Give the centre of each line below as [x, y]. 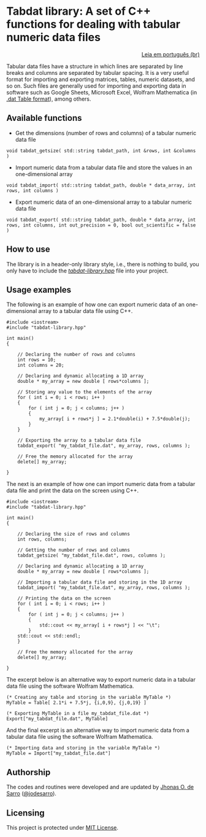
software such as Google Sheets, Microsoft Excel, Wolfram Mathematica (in [102, 92]
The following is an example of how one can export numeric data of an [96, 304]
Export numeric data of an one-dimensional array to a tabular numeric [103, 202]
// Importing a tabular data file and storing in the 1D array [100, 582]
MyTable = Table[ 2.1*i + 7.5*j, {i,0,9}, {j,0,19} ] [77, 703]
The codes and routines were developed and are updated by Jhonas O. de [100, 787]
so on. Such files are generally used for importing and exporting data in [96, 86]
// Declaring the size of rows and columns [74, 534]
